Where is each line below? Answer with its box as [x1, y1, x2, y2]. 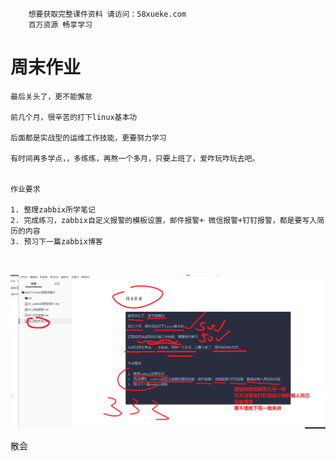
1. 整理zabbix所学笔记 [10, 204, 96, 215]
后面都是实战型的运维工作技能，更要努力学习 [10, 133, 167, 143]
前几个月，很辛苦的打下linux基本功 [10, 112, 138, 122]
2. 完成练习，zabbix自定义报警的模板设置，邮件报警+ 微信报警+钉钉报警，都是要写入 [10, 215, 318, 225]
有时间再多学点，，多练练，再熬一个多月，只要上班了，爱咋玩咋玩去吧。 [10, 153, 260, 163]
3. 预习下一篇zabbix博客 [10, 236, 103, 247]
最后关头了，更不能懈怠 [10, 91, 93, 102]
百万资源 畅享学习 [28, 20, 93, 30]
